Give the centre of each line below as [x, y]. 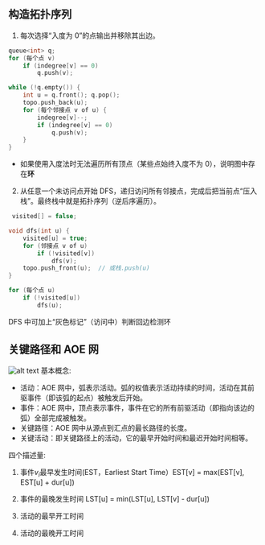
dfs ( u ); [50, 305]
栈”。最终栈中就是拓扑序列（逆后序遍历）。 [90, 201]
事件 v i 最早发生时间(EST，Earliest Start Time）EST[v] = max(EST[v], [132, 473]
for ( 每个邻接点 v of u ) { [65, 110]
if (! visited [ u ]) [52, 298]
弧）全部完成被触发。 [55, 418]
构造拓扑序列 [40, 14]
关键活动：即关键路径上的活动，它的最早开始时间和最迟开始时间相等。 [136, 438]
